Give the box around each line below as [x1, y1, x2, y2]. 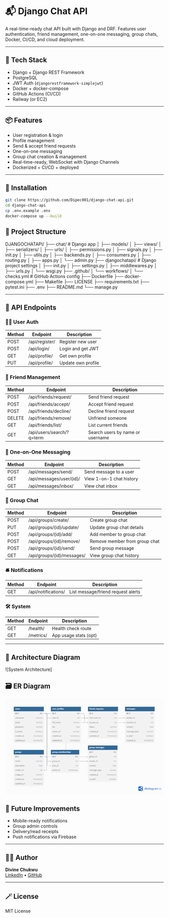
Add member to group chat [90, 531, 146, 537]
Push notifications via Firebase [12, 834, 76, 840]
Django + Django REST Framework [12, 69, 84, 75]
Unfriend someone [88, 415, 127, 421]
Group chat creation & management [12, 154, 87, 160]
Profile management [12, 137, 55, 143]
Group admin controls [12, 823, 58, 829]
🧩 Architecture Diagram [5, 653, 80, 661]
